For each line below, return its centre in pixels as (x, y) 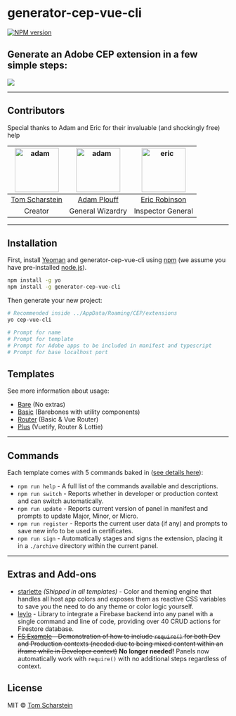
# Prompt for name (34, 332)
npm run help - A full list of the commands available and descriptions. (118, 486)
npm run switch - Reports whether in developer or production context (118, 494)
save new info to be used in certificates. (75, 531)
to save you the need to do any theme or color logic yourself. (105, 606)
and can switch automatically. (60, 501)
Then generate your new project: (55, 301)
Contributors (36, 111)
